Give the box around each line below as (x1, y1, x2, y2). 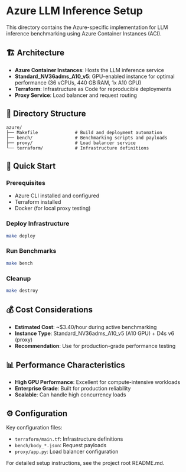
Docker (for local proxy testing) (14, 205, 91, 212)
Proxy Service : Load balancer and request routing (14, 92, 138, 99)
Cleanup (6, 274, 31, 282)
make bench (6, 260, 33, 266)
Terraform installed (14, 198, 61, 206)
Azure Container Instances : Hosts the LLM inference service (14, 66, 164, 73)
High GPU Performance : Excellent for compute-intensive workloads (14, 379, 181, 386)
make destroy (6, 288, 38, 294)
